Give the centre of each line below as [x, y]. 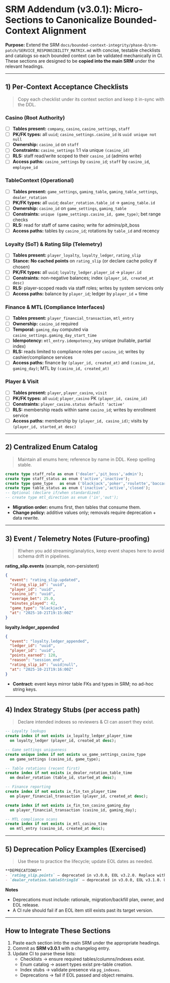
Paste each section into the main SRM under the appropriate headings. [86, 943]
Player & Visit [22, 381]
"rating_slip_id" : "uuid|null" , [44, 665]
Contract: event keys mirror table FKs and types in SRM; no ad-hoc [83, 683]
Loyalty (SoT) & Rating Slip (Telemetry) [54, 244]
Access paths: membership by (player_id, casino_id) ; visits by [80, 420]
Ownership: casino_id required [45, 324]
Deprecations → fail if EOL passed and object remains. [77, 975]
